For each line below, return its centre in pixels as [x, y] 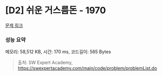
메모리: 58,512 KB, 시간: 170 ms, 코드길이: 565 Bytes [58, 52]
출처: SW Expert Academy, [45, 63]
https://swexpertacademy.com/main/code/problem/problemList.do [87, 68]
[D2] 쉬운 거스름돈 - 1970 [56, 10]
